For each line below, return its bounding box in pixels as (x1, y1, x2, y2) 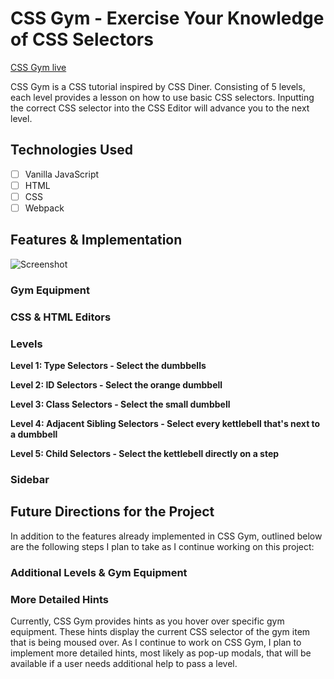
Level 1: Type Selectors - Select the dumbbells (10, 359, 207, 371)
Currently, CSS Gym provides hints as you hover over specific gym (10, 615, 285, 627)
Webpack (24, 202, 65, 214)
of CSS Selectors (10, 28, 154, 51)
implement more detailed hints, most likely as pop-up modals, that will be (10, 647, 312, 659)
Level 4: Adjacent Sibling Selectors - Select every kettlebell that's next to (10, 417, 321, 429)
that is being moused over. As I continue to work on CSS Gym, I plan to (10, 636, 302, 648)
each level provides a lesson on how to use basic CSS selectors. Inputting (10, 91, 315, 103)
